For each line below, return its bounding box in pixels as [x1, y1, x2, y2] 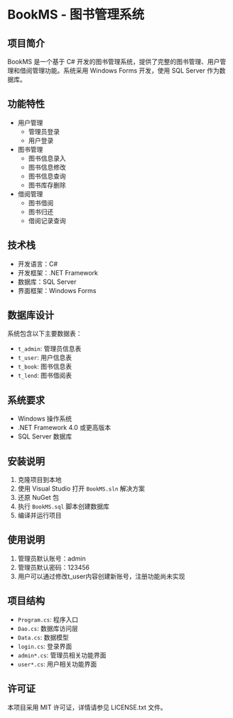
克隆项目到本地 [17, 476, 62, 484]
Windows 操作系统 [17, 414, 72, 423]
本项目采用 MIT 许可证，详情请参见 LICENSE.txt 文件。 [7, 703, 167, 712]
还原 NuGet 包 [17, 493, 59, 502]
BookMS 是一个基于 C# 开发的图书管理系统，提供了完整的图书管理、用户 [7, 58, 220, 66]
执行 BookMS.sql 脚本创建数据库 [17, 502, 110, 511]
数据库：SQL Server [17, 277, 77, 286]
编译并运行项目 [17, 511, 62, 520]
